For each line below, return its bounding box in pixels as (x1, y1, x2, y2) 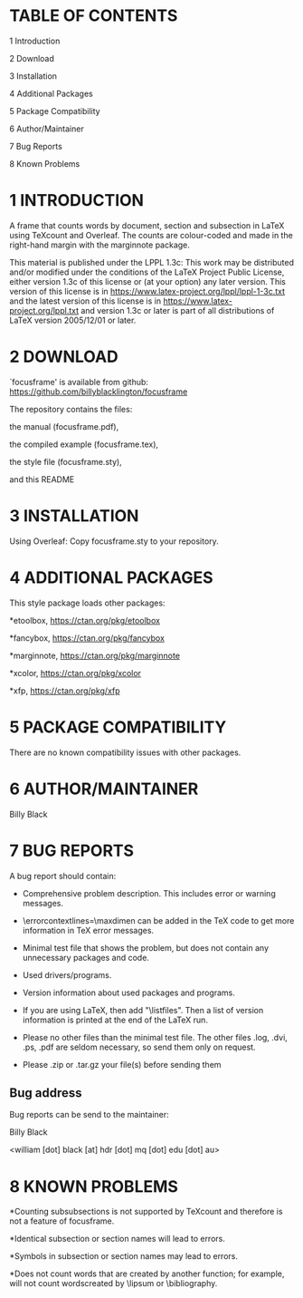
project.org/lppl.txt (9, 305, 80, 315)
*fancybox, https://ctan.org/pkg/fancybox (9, 632, 166, 644)
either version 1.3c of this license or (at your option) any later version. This (9, 276, 287, 286)
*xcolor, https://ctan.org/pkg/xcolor (9, 667, 142, 678)
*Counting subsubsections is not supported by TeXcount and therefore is (9, 1206, 283, 1217)
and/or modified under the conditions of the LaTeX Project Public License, (9, 266, 285, 277)
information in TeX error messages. (22, 925, 155, 935)
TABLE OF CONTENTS (9, 5, 178, 26)
